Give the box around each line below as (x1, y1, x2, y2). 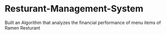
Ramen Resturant (5, 24, 41, 30)
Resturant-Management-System (5, 3, 143, 14)
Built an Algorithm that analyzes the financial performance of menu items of (5, 19, 161, 25)
